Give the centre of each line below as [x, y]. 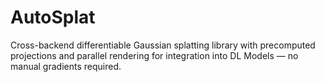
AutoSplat [53, 17]
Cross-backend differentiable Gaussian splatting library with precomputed [163, 45]
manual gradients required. [66, 66]
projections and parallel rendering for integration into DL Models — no [154, 55]
